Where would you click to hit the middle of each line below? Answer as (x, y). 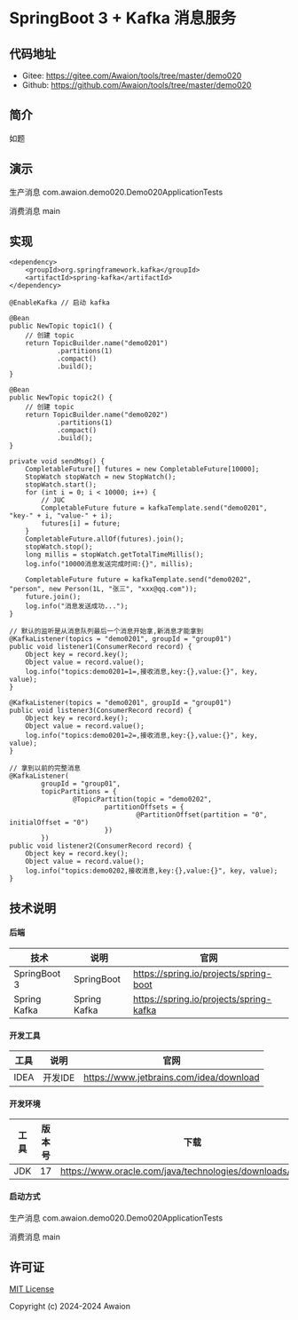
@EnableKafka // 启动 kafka (60, 303)
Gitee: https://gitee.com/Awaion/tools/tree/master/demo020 (132, 75)
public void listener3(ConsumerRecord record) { (101, 711)
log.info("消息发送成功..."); (77, 606)
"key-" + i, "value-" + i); (61, 516)
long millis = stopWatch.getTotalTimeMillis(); (114, 555)
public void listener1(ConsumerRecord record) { (101, 647)
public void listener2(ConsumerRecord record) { (101, 846)
